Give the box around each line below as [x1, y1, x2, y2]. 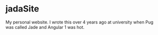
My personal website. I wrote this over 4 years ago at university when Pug [5, 19, 154, 25]
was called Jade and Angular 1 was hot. [5, 24, 85, 30]
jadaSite [5, 3, 39, 14]
